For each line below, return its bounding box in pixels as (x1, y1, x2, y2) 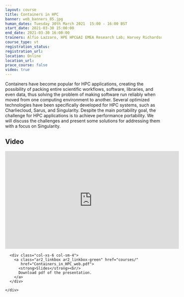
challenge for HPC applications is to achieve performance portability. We (5, 113, 154, 118)
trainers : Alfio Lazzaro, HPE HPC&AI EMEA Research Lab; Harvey (5, 35, 141, 40)
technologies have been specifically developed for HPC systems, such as (5, 102, 155, 108)
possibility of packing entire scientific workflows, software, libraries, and (5, 86, 154, 92)
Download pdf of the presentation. (18, 270, 92, 275)
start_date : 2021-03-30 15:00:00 (5, 26, 74, 31)
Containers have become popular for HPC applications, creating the (5, 81, 144, 87)
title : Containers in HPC (5, 12, 59, 17)
